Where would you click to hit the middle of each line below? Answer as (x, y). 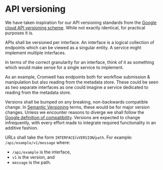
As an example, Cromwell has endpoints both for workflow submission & (78, 77)
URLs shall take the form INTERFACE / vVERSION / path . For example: (69, 137)
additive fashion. (22, 127)
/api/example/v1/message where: (38, 142)
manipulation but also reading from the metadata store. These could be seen (82, 82)
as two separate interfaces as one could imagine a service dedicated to (77, 87)
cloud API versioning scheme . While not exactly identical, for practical (75, 27)
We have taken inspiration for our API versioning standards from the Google (81, 22)
